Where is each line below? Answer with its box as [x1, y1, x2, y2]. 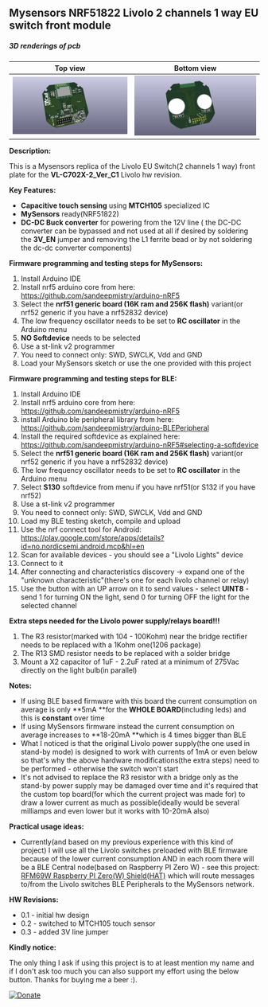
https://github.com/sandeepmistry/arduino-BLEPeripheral [20, 423, 210, 432]
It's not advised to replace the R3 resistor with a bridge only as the [20, 772, 239, 782]
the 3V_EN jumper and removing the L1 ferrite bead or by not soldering [20, 234, 253, 244]
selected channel [20, 600, 78, 610]
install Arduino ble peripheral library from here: [20, 414, 174, 424]
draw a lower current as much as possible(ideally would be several [20, 798, 239, 807]
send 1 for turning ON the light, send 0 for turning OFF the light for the [20, 592, 250, 602]
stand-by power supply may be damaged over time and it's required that [20, 780, 258, 790]
